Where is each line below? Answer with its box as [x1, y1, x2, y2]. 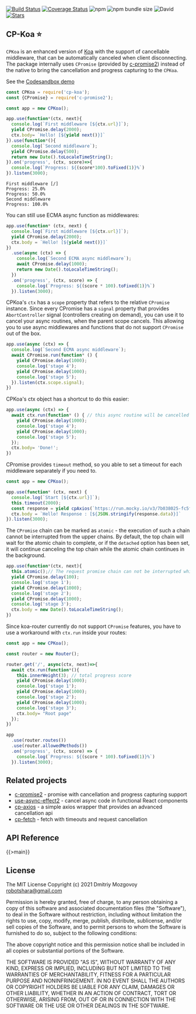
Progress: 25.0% [6, 186, 45, 192]
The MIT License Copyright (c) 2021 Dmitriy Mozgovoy [6, 881, 138, 887]
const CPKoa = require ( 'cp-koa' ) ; [6, 89, 90, 95]
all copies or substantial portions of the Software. [6, 947, 124, 954]
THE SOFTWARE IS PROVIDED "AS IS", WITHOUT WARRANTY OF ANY [6, 958, 176, 965]
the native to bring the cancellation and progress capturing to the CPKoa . [6, 66, 179, 73]
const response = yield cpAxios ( [11, 506, 93, 511]
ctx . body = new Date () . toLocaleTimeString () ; [11, 607, 124, 613]
